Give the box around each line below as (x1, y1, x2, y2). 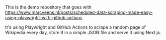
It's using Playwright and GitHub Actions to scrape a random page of (5, 24, 146, 30)
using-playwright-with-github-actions (5, 15, 83, 20)
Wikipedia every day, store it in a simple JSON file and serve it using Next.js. (5, 30, 162, 35)
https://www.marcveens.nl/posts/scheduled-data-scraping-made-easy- (5, 9, 153, 15)
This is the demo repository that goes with (5, 4, 92, 10)
